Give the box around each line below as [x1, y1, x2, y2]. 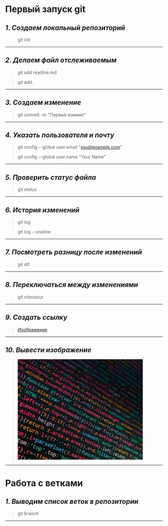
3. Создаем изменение [5, 98, 81, 107]
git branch [17, 510, 39, 516]
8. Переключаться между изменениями [5, 281, 138, 289]
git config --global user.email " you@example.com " [17, 144, 122, 150]
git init [17, 37, 30, 43]
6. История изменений [5, 206, 80, 214]
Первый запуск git [5, 4, 86, 15]
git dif [17, 261, 30, 267]
